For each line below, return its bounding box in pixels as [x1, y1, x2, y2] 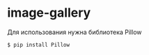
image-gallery [7, 5, 91, 21]
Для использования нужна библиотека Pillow [7, 28, 142, 36]
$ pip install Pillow [7, 41, 70, 48]
